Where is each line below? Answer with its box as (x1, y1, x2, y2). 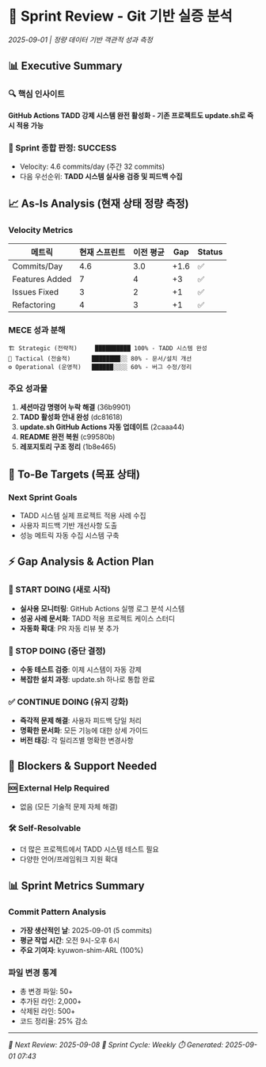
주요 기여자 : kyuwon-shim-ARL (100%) (19, 945, 144, 955)
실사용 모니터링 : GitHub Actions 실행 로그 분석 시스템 (19, 604, 185, 613)
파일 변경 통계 (8, 967, 58, 978)
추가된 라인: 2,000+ (19, 997, 82, 1006)
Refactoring (12, 299, 56, 310)
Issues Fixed (12, 286, 59, 297)
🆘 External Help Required (8, 783, 110, 794)
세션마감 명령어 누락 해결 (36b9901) (19, 402, 131, 412)
